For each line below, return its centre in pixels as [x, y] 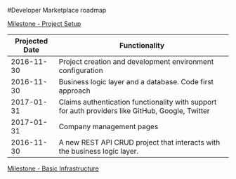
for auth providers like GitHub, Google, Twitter [134, 111]
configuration [81, 71]
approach [74, 91]
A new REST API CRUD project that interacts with [139, 142]
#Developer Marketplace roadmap [57, 10]
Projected [32, 41]
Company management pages [109, 127]
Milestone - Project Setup [44, 24]
